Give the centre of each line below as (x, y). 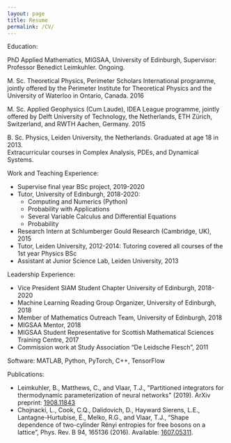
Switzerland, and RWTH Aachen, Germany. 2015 (77, 124)
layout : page (26, 14)
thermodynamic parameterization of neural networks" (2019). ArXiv (114, 396)
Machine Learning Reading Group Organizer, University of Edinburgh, (117, 303)
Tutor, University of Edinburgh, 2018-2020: (79, 194)
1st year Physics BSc (47, 254)
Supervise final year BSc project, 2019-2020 (81, 187)
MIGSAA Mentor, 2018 (49, 325)
